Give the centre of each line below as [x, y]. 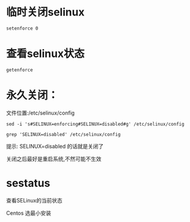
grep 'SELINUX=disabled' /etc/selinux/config [63, 134]
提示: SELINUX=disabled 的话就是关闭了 [55, 146]
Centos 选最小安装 [29, 213]
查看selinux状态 [45, 54]
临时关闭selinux [45, 12]
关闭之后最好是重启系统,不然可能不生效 [54, 158]
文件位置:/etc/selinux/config [41, 113]
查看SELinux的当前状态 [34, 200]
